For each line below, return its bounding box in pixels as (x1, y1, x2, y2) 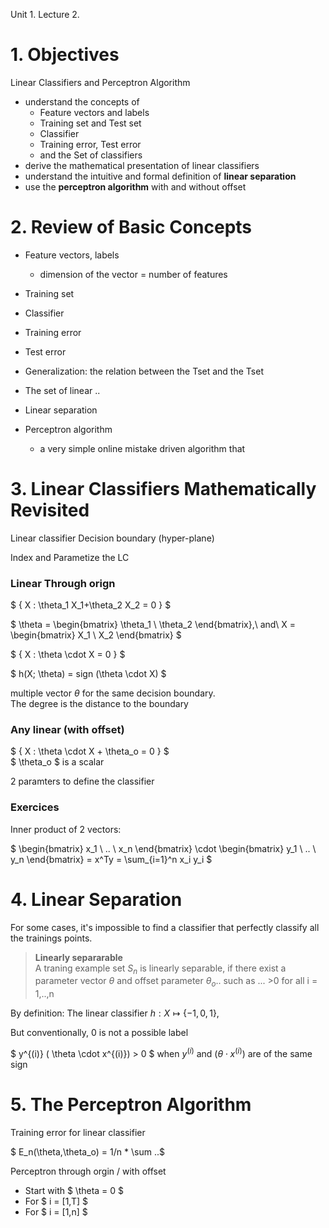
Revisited (10, 499, 90, 522)
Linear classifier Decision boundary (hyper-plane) (10, 532, 215, 544)
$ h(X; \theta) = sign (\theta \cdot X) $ (10, 668, 167, 680)
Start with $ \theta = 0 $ (24, 1184, 125, 1196)
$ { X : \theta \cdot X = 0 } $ (10, 649, 126, 661)
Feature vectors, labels (24, 249, 120, 261)
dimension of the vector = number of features (39, 268, 228, 280)
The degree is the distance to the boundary (10, 698, 189, 710)
